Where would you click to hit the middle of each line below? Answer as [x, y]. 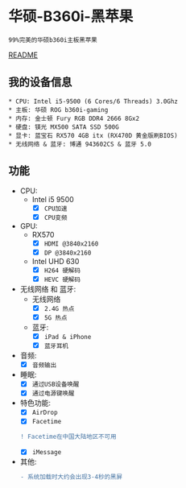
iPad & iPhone [68, 337]
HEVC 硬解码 [62, 279]
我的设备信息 [40, 83]
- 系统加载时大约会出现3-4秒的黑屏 [71, 477]
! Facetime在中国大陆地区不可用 [68, 436]
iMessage [47, 453]
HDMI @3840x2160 [71, 244]
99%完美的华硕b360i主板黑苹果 [53, 40]
